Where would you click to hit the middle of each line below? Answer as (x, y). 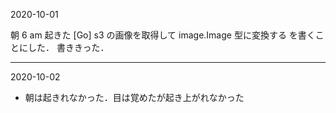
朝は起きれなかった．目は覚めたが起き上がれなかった (134, 97)
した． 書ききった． (68, 47)
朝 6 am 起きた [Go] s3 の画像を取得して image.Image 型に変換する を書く (163, 35)
